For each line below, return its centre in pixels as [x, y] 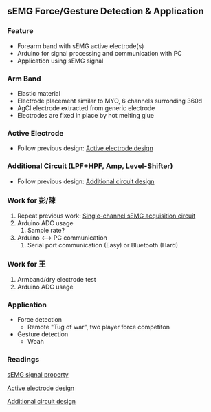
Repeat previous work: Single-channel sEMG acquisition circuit [106, 216]
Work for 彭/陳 [32, 200]
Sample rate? [46, 230]
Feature [20, 31]
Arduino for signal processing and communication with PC [99, 53]
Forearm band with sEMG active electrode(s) [80, 46]
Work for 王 [26, 264]
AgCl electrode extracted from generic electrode [86, 108]
